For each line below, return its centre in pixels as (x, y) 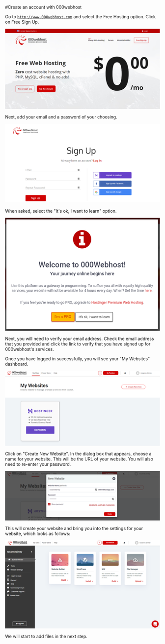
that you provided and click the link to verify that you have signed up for (78, 344)
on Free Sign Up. (22, 22)
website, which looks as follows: (38, 534)
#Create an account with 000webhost (43, 7)
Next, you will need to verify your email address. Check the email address (80, 339)
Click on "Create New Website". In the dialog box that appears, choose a (78, 454)
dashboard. (17, 364)
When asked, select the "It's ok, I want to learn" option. (61, 211)
